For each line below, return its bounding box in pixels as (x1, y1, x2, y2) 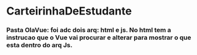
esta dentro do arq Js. (6, 41, 73, 50)
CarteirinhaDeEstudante (6, 4, 132, 18)
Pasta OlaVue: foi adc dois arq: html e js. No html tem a (6, 26, 171, 34)
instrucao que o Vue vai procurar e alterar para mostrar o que (6, 33, 192, 42)
